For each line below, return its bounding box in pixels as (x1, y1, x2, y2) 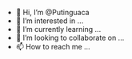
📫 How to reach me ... (15, 42, 90, 51)
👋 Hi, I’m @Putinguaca (15, 8, 90, 17)
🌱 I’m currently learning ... (15, 25, 102, 33)
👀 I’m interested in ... (15, 16, 84, 26)
